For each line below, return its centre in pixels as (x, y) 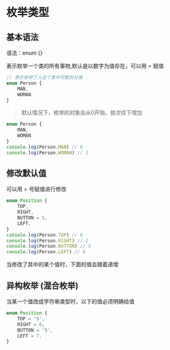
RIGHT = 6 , (31, 324)
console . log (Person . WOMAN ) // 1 (47, 153)
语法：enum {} (24, 53)
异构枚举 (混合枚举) (42, 285)
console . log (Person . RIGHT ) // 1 (47, 240)
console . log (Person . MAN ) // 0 (45, 147)
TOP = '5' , (31, 319)
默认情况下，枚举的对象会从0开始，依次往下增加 (82, 113)
